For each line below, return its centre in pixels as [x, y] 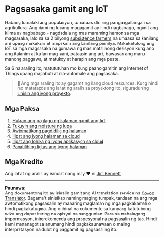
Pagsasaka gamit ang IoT [57, 9]
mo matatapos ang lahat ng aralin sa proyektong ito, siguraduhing [83, 88]
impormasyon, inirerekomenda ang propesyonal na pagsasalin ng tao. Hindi [81, 219]
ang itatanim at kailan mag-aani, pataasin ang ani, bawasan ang [69, 54]
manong [13, 59]
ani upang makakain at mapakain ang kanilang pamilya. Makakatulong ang [80, 43]
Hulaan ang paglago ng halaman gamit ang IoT [59, 120]
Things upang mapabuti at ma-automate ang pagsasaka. [62, 73]
